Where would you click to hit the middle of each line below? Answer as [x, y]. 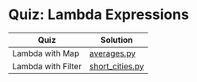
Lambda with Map [46, 53]
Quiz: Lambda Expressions [99, 15]
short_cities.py [116, 66]
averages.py [112, 53]
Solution [116, 40]
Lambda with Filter [47, 66]
